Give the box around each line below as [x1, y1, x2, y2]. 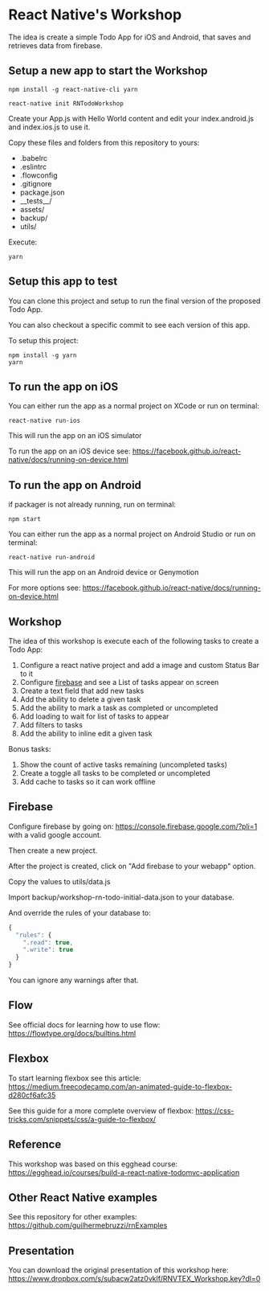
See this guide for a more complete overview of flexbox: [8, 1105, 194, 1115]
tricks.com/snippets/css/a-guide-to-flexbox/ [8, 1114, 157, 1124]
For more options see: [8, 583, 81, 592]
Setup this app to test [8, 275, 118, 289]
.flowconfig [19, 170, 58, 180]
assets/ [19, 204, 45, 214]
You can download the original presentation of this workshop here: [8, 1265, 229, 1275]
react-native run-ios [8, 416, 81, 425]
